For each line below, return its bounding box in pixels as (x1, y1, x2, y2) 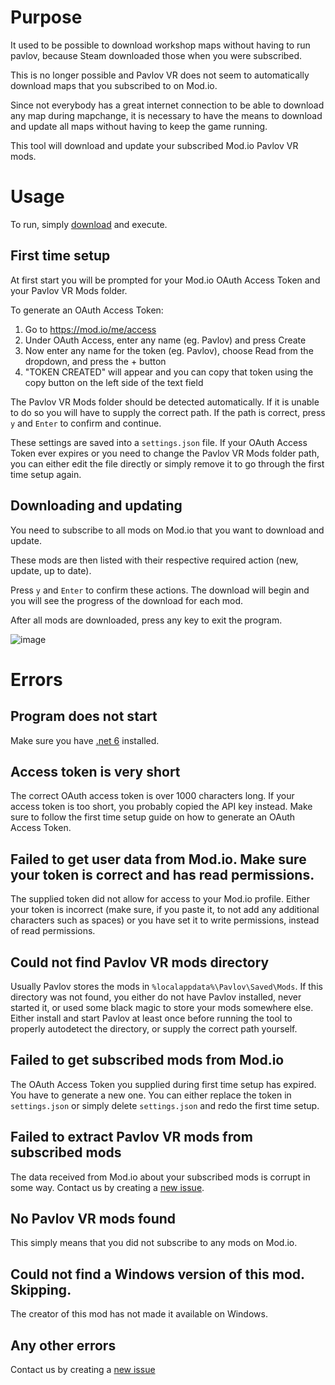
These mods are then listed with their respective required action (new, (10, 554, 299, 566)
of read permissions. (10, 925, 96, 937)
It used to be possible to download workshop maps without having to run (10, 39, 311, 51)
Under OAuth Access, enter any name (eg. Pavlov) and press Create (24, 334, 307, 346)
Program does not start (10, 708, 158, 725)
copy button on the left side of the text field (24, 376, 204, 388)
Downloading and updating (10, 497, 183, 515)
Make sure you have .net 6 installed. (10, 734, 160, 746)
